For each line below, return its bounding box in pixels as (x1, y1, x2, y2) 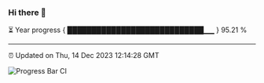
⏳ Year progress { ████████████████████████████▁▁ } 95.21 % (8, 25, 247, 34)
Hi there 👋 (8, 7, 47, 18)
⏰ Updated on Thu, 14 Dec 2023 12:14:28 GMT (8, 51, 159, 60)
